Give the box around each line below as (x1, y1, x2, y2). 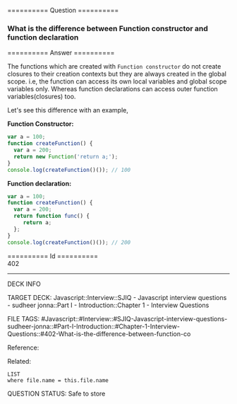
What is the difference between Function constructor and (7, 23, 208, 33)
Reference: (7, 343, 39, 352)
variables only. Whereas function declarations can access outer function (7, 85, 219, 93)
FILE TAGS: (7, 314, 40, 323)
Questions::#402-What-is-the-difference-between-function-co (7, 329, 191, 338)
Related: (7, 357, 32, 365)
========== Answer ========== (7, 49, 115, 57)
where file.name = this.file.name (7, 376, 109, 384)
